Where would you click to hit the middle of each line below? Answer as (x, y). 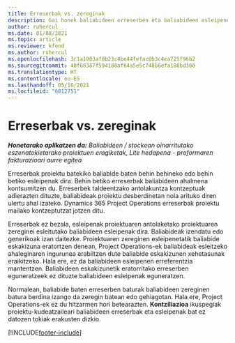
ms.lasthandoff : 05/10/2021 (49, 85)
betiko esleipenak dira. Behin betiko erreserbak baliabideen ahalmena (108, 181)
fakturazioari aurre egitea (45, 160)
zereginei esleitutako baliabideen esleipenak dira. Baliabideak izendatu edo (116, 231)
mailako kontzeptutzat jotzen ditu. (56, 211)
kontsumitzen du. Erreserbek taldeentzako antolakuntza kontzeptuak (107, 188)
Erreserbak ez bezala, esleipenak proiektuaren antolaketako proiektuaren (113, 224)
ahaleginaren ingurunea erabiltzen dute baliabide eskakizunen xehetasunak (116, 254)
